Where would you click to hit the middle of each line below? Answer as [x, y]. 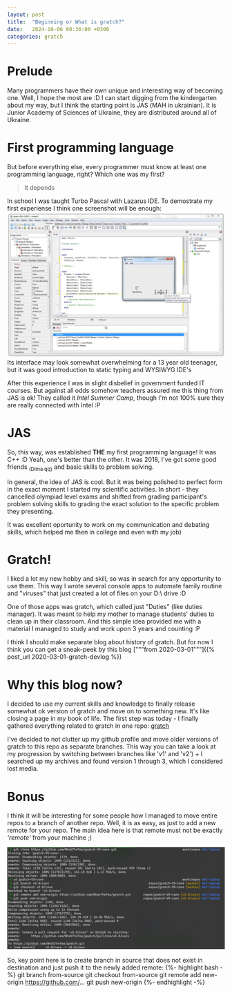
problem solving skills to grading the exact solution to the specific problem [113, 503]
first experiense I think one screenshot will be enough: [85, 209]
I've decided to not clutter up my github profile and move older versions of [113, 740]
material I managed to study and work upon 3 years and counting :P [104, 629]
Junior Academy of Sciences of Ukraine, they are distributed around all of [112, 113]
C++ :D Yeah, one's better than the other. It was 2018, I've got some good [112, 459]
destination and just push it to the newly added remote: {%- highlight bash [113, 967]
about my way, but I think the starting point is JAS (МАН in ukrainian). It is [112, 105]
